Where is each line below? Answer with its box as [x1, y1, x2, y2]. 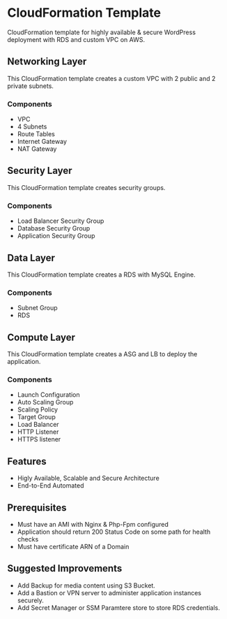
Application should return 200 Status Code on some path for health [17, 527, 211, 536]
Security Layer [7, 165, 72, 177]
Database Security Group [17, 224, 91, 233]
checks [17, 535, 39, 543]
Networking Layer [7, 56, 87, 68]
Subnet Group [17, 304, 58, 312]
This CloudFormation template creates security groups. [7, 183, 166, 191]
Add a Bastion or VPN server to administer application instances [17, 588, 202, 597]
